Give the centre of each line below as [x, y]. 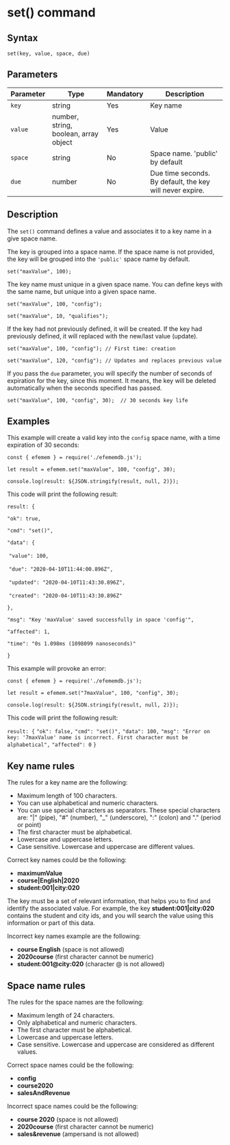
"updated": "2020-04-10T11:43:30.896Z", [67, 583]
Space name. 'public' [184, 153]
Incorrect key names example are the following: [74, 936]
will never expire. [177, 190]
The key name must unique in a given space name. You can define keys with [115, 284]
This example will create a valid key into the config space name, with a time [114, 438]
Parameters [33, 74]
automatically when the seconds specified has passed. [85, 388]
